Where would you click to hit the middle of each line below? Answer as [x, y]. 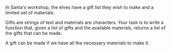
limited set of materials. [30, 13]
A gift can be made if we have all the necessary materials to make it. [78, 43]
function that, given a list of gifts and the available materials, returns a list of [85, 28]
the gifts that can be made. [34, 33]
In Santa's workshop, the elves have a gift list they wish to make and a [80, 7]
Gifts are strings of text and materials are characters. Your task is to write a [84, 22]
